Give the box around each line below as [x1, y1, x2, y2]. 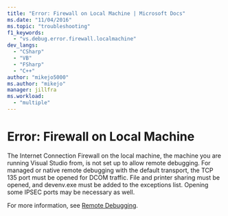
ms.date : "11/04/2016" [7, 16, 72, 23]
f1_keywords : [7, 29, 45, 36]
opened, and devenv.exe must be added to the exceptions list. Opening [7, 180, 209, 189]
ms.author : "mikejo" [7, 80, 67, 87]
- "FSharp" [13, 61, 45, 68]
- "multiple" [13, 99, 51, 106]
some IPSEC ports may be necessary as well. [7, 188, 135, 196]
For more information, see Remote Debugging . [7, 201, 139, 209]
